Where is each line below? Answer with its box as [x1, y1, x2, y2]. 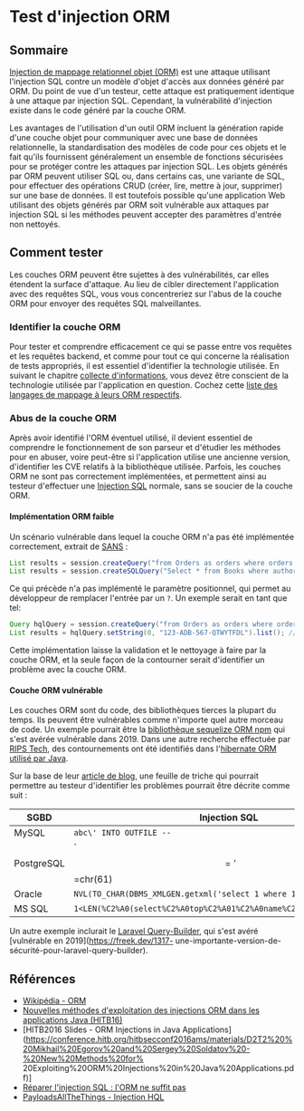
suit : [9, 790, 28, 801]
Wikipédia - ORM [22, 995, 87, 1007]
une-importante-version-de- [175, 935, 282, 946]
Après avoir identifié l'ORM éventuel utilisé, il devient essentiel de [9, 432, 253, 443]
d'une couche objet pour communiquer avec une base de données [9, 132, 258, 142]
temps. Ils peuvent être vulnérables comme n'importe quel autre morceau [9, 714, 283, 726]
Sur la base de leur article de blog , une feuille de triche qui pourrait [9, 770, 260, 781]
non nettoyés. [9, 219, 61, 229]
